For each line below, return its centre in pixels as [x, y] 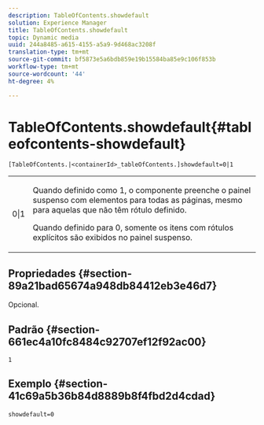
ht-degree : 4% [31, 81]
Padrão [26, 329]
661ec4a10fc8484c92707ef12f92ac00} [107, 342]
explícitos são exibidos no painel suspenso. [112, 238]
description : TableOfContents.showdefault [79, 15]
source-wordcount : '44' [47, 74]
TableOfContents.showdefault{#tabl [130, 127]
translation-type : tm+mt [49, 52]
